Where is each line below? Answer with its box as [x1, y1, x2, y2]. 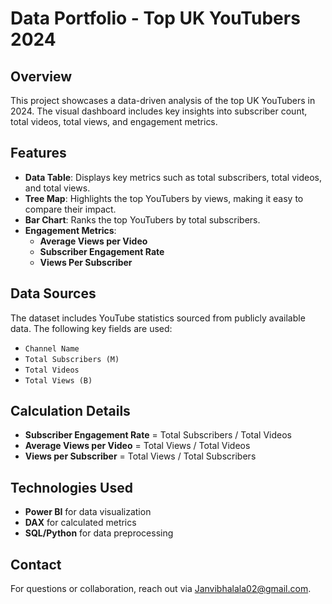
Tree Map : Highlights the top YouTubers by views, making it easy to [24, 192, 304, 204]
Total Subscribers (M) [24, 354, 120, 364]
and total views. [24, 182, 91, 194]
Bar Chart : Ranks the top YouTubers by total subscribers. [24, 213, 261, 226]
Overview [10, 68, 73, 85]
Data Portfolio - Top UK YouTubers [10, 7, 301, 30]
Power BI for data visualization [24, 506, 152, 518]
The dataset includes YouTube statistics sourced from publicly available [10, 312, 306, 324]
